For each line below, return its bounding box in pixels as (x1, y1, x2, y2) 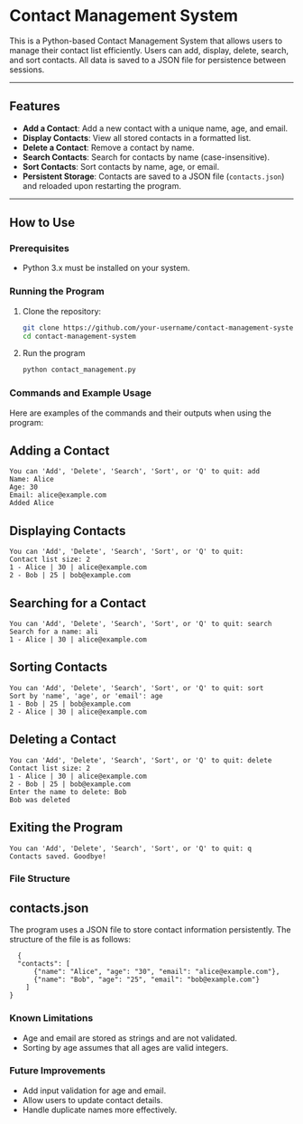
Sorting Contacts (9, 660, 108, 675)
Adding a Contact (9, 444, 110, 459)
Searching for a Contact (9, 595, 147, 611)
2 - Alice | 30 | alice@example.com (9, 707, 147, 717)
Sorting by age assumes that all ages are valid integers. (22, 1042, 229, 1053)
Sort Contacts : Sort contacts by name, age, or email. (22, 161, 220, 172)
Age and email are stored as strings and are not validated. (22, 1032, 237, 1044)
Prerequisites (9, 242, 69, 255)
